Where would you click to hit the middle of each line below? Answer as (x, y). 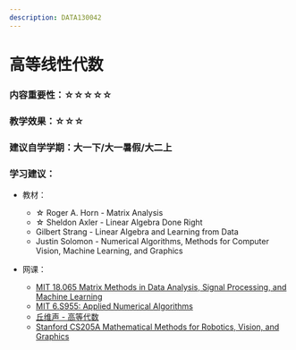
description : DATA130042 (55, 17)
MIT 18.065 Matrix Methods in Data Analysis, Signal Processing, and (161, 286)
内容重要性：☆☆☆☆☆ (61, 95)
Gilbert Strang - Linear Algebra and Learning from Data (137, 231)
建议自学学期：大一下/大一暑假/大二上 (91, 147)
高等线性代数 (57, 64)
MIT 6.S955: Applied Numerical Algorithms (114, 306)
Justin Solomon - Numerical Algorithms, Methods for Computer (152, 241)
